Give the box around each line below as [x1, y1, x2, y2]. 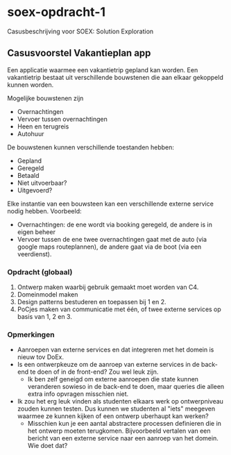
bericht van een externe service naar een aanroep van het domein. [27, 434, 219, 442]
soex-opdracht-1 [7, 4, 106, 20]
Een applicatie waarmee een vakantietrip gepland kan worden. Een [7, 65, 198, 74]
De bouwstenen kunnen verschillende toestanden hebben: [7, 143, 175, 151]
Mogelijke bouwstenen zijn [7, 94, 84, 102]
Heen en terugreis [17, 122, 69, 131]
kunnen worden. [7, 81, 54, 89]
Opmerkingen [7, 329, 55, 339]
